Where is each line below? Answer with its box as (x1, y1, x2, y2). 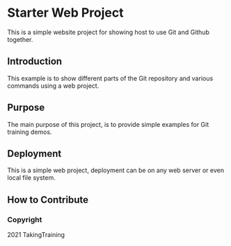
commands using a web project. (7, 82, 99, 90)
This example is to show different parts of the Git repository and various (7, 74, 214, 82)
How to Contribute (7, 194, 89, 206)
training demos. (7, 128, 52, 136)
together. (7, 35, 33, 43)
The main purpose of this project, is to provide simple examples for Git (7, 120, 209, 128)
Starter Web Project (7, 5, 124, 21)
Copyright (7, 215, 42, 224)
